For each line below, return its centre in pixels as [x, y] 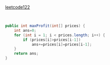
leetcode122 [18, 7]
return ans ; [26, 54]
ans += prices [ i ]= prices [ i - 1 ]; [62, 44]
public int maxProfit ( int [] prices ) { [45, 26]
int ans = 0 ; [25, 30]
